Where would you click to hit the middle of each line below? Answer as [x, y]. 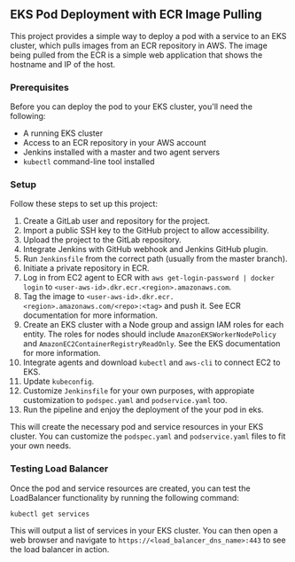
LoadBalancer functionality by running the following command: [125, 497]
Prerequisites [39, 87]
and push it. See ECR [203, 306]
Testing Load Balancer [59, 469]
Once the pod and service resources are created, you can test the [130, 488]
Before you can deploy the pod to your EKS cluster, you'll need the [132, 107]
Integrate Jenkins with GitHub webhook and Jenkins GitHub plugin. [145, 249]
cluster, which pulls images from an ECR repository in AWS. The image [139, 45]
